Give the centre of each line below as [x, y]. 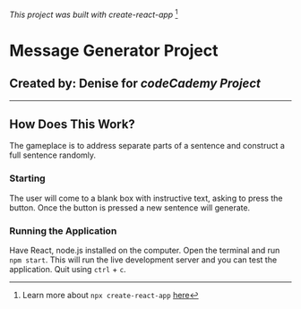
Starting [28, 178]
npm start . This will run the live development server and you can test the [143, 260]
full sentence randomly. [53, 155]
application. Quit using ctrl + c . [68, 270]
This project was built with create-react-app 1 [94, 14]
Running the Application [63, 230]
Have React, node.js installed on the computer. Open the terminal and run [145, 251]
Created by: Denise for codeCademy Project [135, 84]
